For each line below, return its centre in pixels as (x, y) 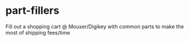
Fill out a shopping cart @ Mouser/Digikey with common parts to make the (95, 26)
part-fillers (32, 11)
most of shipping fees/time (38, 32)
